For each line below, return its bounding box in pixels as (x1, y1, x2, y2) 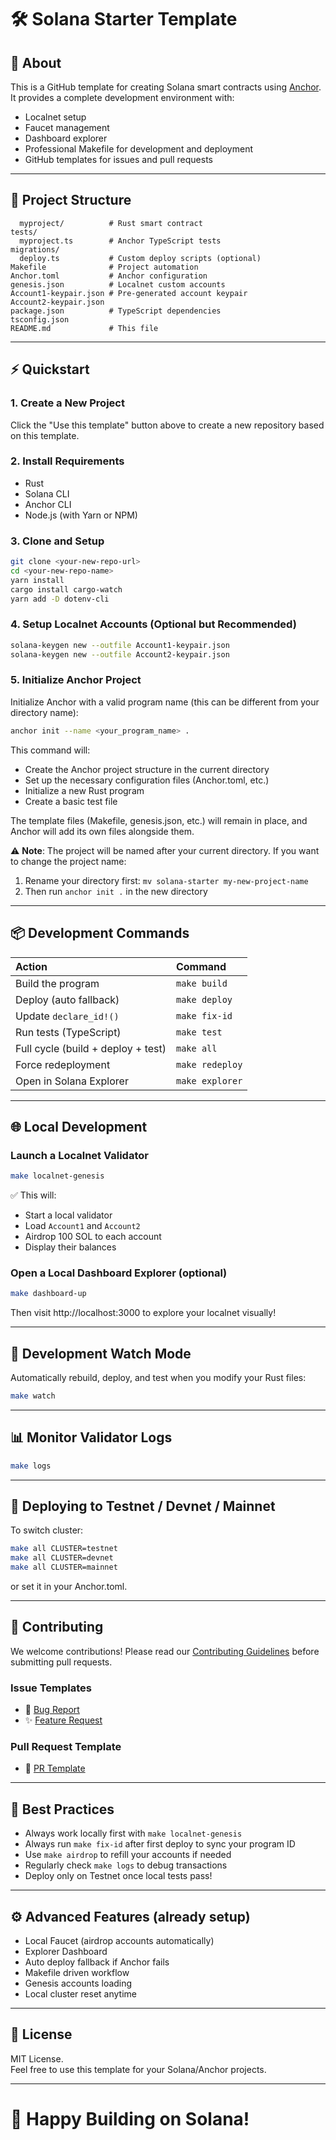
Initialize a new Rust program (24, 784, 145, 796)
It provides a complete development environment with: (10, 92, 235, 103)
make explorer (175, 1075, 243, 1086)
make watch (10, 1391, 56, 1401)
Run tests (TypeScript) (15, 1025, 122, 1039)
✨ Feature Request (24, 1714, 103, 1726)
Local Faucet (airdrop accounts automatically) (24, 1935, 215, 1947)
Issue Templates (10, 1681, 93, 1695)
